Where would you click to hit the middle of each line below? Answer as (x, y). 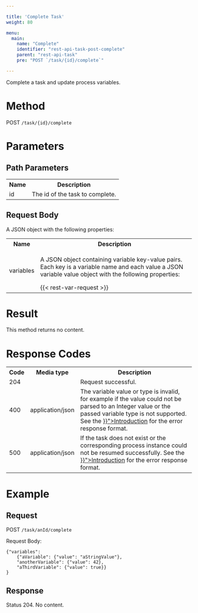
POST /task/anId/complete (39, 530)
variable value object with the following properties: (110, 274)
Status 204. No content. (35, 605)
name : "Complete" (38, 44)
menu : (13, 33)
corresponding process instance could (134, 445)
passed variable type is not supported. (133, 414)
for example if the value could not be (131, 399)
